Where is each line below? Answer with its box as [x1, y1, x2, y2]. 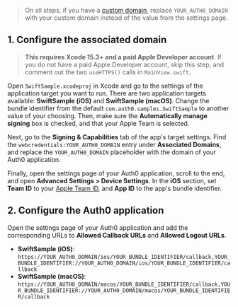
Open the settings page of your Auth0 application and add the [7, 223, 188, 232]
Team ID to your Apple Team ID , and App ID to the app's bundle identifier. [7, 184, 222, 192]
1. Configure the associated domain [7, 34, 167, 46]
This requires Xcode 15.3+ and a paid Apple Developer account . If [24, 52, 222, 61]
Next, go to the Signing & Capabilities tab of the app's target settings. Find [7, 132, 227, 141]
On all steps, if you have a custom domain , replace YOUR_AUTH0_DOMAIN [24, 6, 228, 14]
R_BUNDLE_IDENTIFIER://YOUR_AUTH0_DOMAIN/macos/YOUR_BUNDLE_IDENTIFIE [17, 286, 231, 294]
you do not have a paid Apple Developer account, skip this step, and [24, 60, 225, 69]
